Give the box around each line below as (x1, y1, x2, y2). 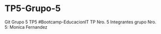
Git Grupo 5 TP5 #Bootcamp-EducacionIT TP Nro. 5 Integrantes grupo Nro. (4, 19, 157, 25)
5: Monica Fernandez (4, 24, 48, 30)
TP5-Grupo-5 (4, 3, 61, 14)
